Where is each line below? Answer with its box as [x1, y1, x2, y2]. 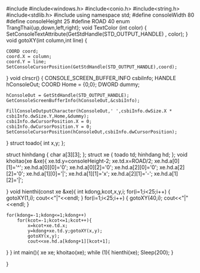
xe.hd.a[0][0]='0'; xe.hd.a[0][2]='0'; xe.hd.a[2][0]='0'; [24, 164, 158, 171]
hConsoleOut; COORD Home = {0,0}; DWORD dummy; [6, 81, 140, 88]
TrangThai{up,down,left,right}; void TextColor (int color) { [6, 24, 147, 31]
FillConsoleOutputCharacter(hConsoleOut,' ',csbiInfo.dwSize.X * [6, 108, 172, 114]
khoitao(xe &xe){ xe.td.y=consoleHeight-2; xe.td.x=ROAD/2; [6, 158, 153, 164]
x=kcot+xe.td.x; [27, 223, 68, 229]
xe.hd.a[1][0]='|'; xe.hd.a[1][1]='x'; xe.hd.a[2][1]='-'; [26, 170, 153, 177]
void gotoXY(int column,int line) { [6, 37, 88, 44]
